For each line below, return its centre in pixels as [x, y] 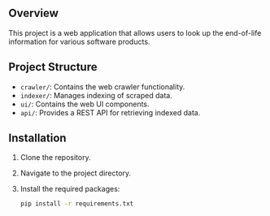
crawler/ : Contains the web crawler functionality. [102, 86]
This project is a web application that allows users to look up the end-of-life [135, 32]
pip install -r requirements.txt [77, 204]
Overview [34, 13]
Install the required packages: [70, 189]
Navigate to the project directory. [76, 173]
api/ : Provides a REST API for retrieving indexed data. [110, 112]
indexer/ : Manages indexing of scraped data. [96, 95]
